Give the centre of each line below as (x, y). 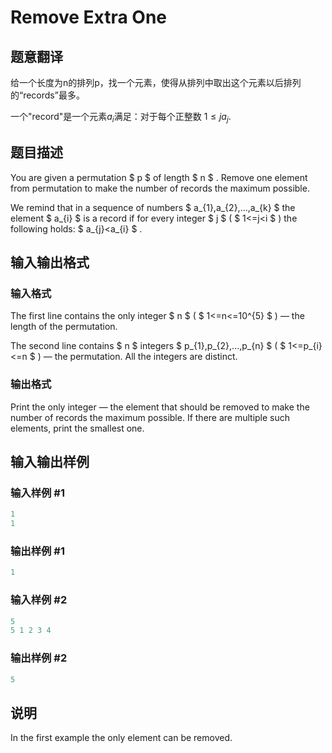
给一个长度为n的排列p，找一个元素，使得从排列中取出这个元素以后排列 (156, 82)
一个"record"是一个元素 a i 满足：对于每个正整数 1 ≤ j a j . (121, 118)
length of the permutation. (64, 327)
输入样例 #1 (37, 493)
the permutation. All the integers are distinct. (146, 357)
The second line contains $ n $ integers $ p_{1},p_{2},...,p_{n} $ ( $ (148, 346)
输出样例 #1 (37, 551)
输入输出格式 (50, 262)
